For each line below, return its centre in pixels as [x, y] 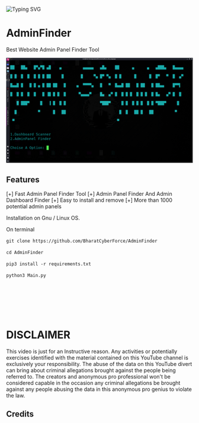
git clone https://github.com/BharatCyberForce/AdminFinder [82, 241]
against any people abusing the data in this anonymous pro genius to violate [99, 389]
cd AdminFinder [25, 253]
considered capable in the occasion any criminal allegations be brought [93, 383]
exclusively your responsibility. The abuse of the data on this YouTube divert [99, 364]
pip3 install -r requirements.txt [49, 264]
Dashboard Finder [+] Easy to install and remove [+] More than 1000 [89, 200]
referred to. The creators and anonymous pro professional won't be [88, 376]
